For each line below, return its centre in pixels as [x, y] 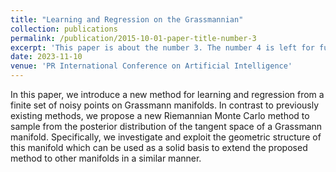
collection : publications [64, 29]
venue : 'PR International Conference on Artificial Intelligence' [151, 66]
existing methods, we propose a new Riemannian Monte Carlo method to [160, 115]
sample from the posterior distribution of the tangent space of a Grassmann [166, 126]
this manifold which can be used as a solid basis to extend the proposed [159, 147]
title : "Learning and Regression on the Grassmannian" [127, 19]
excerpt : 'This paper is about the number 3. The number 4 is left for [162, 47]
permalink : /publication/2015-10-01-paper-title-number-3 [133, 38]
